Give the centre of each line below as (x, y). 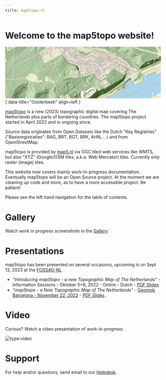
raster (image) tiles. (25, 162)
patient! (13, 188)
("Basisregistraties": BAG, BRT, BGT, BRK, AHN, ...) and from (67, 137)
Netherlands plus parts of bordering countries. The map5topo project (76, 117)
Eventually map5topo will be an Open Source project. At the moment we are (82, 177)
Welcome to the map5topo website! (80, 35)
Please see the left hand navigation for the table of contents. (67, 197)
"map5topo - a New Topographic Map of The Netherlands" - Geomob (84, 290)
